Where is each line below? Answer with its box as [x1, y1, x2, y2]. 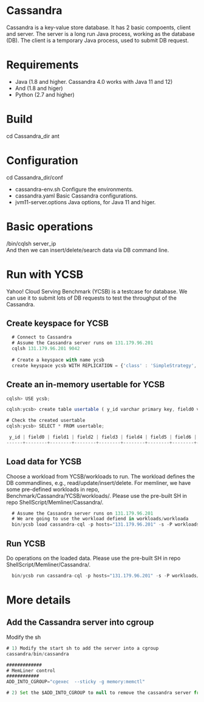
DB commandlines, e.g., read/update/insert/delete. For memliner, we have [6, 479, 191, 486]
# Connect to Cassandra [12, 334, 72, 340]
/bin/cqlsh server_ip [6, 239, 56, 247]
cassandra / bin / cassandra [6, 651, 69, 657]
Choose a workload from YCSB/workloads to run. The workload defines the [6, 472, 195, 480]
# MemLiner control [6, 667, 56, 673]
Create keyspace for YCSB [6, 318, 109, 329]
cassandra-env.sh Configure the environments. [15, 185, 134, 193]
